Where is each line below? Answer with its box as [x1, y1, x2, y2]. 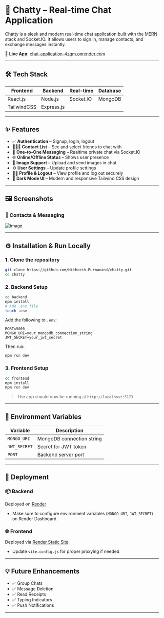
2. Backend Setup [5, 283, 48, 290]
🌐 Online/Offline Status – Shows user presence [12, 154, 109, 160]
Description [56, 427, 84, 434]
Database [98, 87, 121, 94]
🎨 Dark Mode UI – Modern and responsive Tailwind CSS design [12, 175, 139, 181]
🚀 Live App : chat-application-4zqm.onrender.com [5, 51, 105, 57]
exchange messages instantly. [5, 41, 66, 47]
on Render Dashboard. [12, 516, 58, 522]
